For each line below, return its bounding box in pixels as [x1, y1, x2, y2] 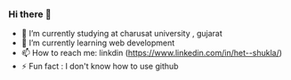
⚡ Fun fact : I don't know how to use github [20, 61, 179, 72]
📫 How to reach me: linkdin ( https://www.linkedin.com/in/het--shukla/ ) [20, 48, 282, 59]
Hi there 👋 [8, 8, 53, 20]
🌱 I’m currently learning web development [20, 37, 175, 48]
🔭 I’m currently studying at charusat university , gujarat [20, 28, 223, 39]
